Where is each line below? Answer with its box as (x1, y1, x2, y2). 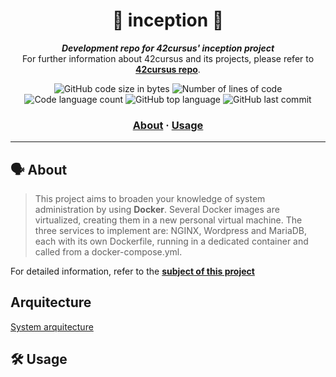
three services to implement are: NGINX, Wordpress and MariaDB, (34, 225, 308, 237)
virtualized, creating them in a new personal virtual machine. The (34, 214, 303, 226)
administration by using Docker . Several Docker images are (34, 204, 280, 216)
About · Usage (132, 118, 204, 132)
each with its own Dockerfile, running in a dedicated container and (34, 235, 309, 248)
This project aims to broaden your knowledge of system (34, 193, 266, 205)
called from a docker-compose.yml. (34, 246, 183, 258)
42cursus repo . (135, 63, 201, 75)
